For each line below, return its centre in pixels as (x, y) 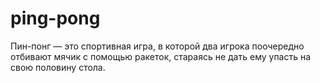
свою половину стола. (58, 67)
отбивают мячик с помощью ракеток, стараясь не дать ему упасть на (161, 56)
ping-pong (55, 18)
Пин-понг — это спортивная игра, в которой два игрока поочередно (157, 46)
